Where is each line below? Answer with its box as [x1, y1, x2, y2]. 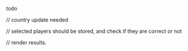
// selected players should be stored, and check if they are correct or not [6, 28, 182, 35]
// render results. [6, 39, 47, 46]
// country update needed [6, 16, 69, 23]
